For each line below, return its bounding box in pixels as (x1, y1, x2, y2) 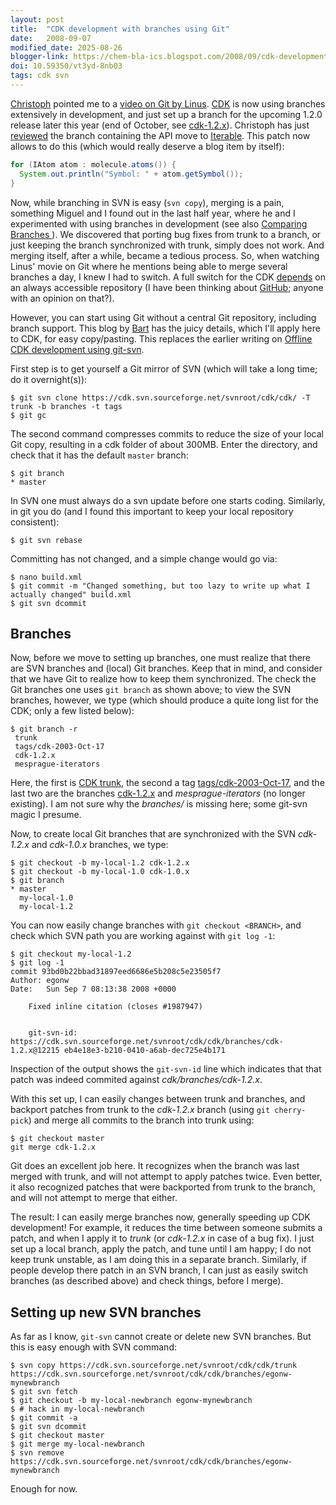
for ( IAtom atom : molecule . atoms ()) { (10, 159, 177, 170)
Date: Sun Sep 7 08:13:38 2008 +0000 (10, 984, 177, 995)
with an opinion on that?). (10, 292, 115, 304)
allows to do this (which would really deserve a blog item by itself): (10, 140, 285, 152)
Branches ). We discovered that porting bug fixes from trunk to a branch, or (10, 228, 322, 240)
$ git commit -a (10, 1413, 78, 1423)
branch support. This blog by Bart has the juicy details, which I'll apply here (10, 322, 321, 334)
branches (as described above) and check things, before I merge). (10, 1275, 284, 1287)
